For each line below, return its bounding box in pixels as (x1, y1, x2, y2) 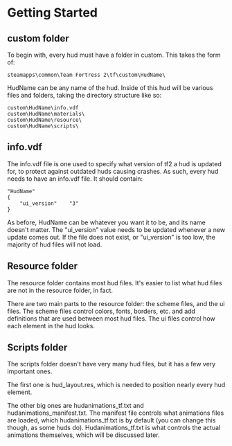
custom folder (7, 33, 69, 44)
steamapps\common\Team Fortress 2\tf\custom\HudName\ (7, 71, 166, 78)
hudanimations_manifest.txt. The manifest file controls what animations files (7, 409, 224, 417)
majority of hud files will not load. (7, 240, 102, 249)
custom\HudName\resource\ (7, 116, 82, 123)
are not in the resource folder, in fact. (7, 286, 113, 294)
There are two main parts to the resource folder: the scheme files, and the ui (7, 299, 225, 307)
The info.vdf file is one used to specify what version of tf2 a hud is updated (7, 159, 222, 168)
